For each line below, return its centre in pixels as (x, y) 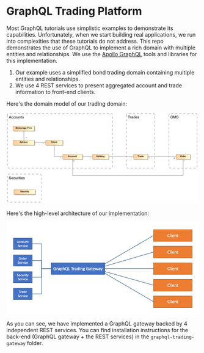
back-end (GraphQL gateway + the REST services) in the (78, 337)
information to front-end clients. (55, 92)
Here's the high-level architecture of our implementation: (78, 213)
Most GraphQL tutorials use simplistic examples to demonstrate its (90, 28)
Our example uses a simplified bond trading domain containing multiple (105, 72)
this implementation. (32, 60)
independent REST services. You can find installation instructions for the (97, 330)
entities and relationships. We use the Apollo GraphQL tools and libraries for (102, 54)
